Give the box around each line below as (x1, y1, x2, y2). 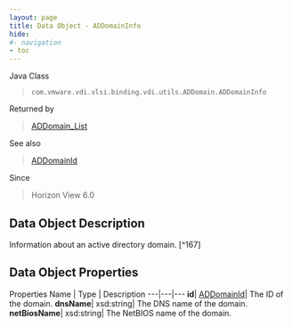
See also (9, 138, 42, 149)
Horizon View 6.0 (30, 190, 95, 200)
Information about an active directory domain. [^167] (9, 239, 201, 249)
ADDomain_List (30, 121, 87, 132)
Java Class (9, 70, 50, 81)
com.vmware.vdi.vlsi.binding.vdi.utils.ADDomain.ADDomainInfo (30, 88, 267, 97)
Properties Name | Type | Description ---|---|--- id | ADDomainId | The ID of (9, 289, 284, 299)
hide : (9, 29, 29, 38)
